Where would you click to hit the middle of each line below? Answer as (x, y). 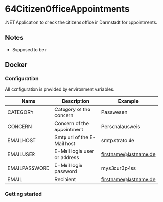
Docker (16, 65)
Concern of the (71, 124)
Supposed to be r (29, 49)
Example (129, 101)
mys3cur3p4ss (119, 168)
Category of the (72, 110)
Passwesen (114, 112)
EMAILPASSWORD (29, 168)
